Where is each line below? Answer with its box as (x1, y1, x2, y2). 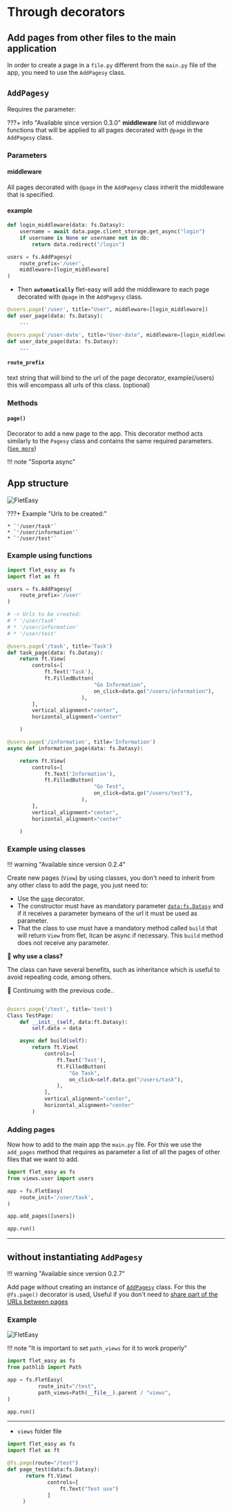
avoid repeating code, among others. (7, 973, 113, 981)
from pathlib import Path (7, 1364, 81, 1371)
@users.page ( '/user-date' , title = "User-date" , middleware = (7, 331, 181, 338)
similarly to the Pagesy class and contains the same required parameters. (7, 436, 214, 445)
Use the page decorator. (17, 894, 85, 903)
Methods (7, 398, 38, 407)
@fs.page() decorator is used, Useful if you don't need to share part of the (7, 1290, 219, 1298)
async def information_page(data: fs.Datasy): (7, 745, 144, 752)
